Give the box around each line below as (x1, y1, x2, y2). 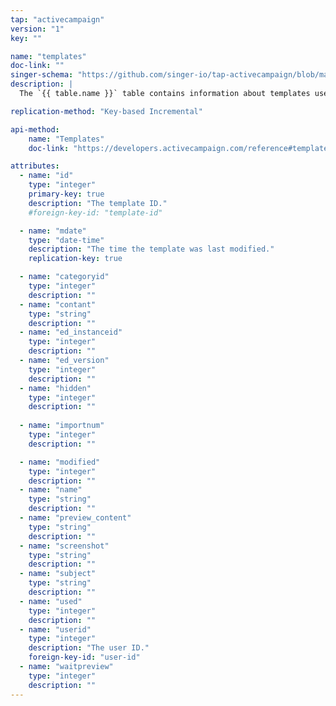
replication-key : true (28, 254, 123, 264)
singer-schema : (10, 70, 74, 80)
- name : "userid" (19, 624, 92, 635)
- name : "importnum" (19, 421, 105, 431)
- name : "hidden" (19, 383, 92, 393)
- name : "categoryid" (19, 272, 110, 282)
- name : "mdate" (19, 226, 87, 236)
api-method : (10, 124, 60, 135)
